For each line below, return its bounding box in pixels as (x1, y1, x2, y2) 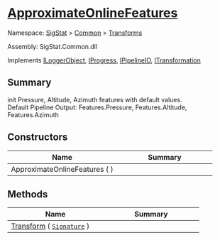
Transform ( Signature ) (11, 222, 90, 231)
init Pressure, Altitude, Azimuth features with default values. (7, 95, 182, 104)
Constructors (7, 131, 68, 143)
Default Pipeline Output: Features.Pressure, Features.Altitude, (7, 103, 187, 111)
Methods (7, 188, 48, 200)
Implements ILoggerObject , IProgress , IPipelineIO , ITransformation (7, 55, 201, 65)
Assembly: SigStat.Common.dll (7, 42, 98, 50)
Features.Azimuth (7, 110, 59, 119)
